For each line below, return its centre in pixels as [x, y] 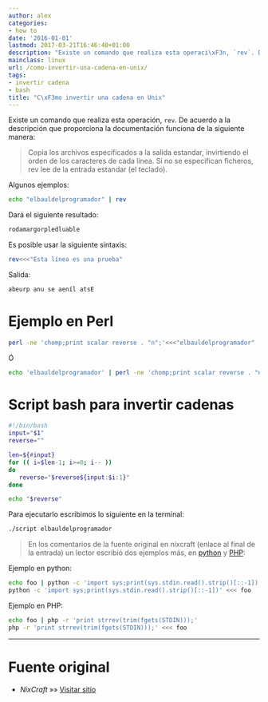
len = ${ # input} [32, 455]
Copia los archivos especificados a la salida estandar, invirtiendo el [138, 153]
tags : [17, 75]
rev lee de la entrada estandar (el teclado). [97, 169]
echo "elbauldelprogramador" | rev [67, 200]
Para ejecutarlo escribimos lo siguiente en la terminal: [97, 514]
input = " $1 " [26, 433]
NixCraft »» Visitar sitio [58, 689]
